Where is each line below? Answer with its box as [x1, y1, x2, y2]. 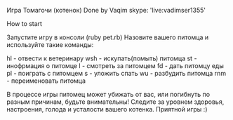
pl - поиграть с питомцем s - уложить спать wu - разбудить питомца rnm [6, 69, 226, 77]
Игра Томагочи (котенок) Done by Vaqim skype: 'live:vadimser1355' [6, 6, 206, 14]
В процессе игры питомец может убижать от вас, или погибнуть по [6, 91, 211, 98]
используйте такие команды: [6, 41, 94, 48]
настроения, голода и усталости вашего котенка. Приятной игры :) [6, 105, 208, 113]
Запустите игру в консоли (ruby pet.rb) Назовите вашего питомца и [6, 33, 209, 41]
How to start [6, 20, 43, 27]
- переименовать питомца [6, 76, 86, 85]
